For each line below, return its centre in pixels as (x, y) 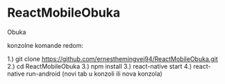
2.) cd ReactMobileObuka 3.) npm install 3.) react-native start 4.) (100, 66)
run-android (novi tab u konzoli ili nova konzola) (94, 74)
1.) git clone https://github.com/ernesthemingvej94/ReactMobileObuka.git (113, 59)
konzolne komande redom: (45, 45)
